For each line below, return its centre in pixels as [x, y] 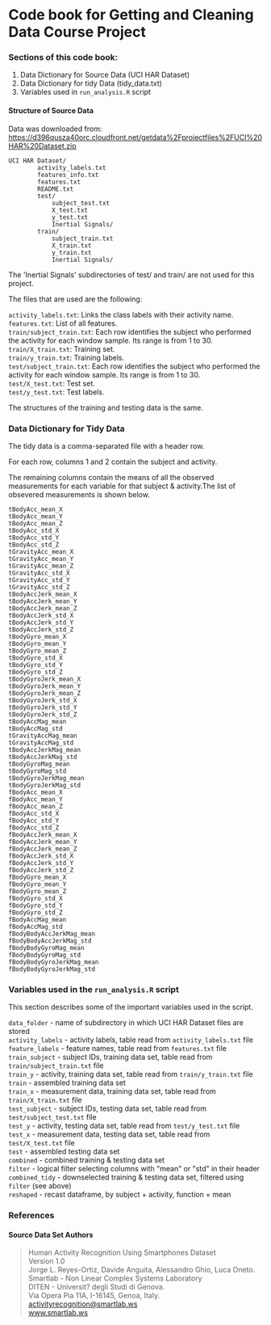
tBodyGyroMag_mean [39, 764]
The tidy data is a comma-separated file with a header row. [106, 445]
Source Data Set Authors [51, 1234]
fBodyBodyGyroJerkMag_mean [54, 962]
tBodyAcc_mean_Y [35, 516]
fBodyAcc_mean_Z [35, 806]
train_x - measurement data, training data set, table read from [112, 1091]
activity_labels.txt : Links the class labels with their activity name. [121, 314]
